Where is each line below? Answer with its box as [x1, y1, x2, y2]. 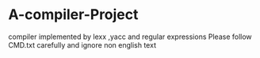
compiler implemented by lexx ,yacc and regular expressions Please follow [8, 32, 252, 41]
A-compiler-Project [8, 6, 139, 24]
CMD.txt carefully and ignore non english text [8, 40, 157, 49]
